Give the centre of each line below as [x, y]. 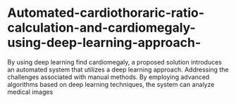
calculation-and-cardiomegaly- [101, 28]
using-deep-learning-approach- [104, 43]
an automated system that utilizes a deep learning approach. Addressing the [118, 69]
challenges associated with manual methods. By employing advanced [108, 77]
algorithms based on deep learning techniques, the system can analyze [111, 84]
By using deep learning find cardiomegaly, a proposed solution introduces [114, 62]
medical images [30, 92]
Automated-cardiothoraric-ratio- [106, 13]
